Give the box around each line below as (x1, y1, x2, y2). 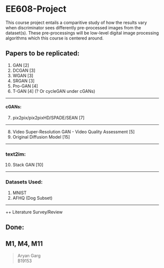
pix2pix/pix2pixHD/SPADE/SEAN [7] (12, 115, 85, 121)
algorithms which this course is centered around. (5, 35, 104, 41)
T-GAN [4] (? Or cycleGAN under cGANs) (12, 88, 95, 94)
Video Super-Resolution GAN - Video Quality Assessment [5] (12, 128, 135, 135)
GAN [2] (12, 62, 29, 68)
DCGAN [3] (12, 67, 36, 73)
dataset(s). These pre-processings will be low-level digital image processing (5, 30, 159, 36)
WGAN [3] (12, 72, 34, 79)
